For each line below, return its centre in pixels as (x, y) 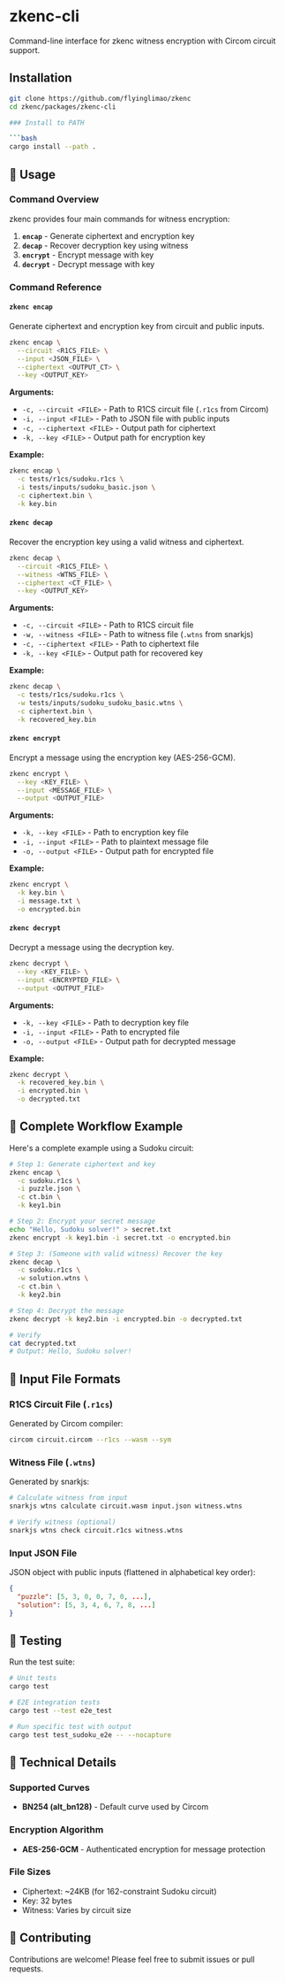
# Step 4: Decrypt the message (67, 1310)
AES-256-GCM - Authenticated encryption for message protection (144, 1849)
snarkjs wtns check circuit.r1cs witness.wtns (96, 1530)
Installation (41, 78)
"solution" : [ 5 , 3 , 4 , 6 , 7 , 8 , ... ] (86, 1605)
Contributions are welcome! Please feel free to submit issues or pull (132, 1959)
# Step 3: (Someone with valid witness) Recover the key (116, 1254)
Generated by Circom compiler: (66, 1424)
